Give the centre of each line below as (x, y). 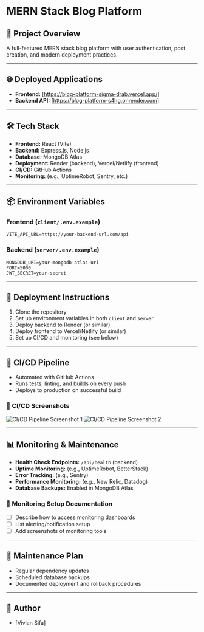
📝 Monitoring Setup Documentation (59, 504)
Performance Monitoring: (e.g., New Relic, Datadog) (81, 482)
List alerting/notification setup (53, 524)
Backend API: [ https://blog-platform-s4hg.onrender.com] (87, 100)
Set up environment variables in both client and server (84, 318)
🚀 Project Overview (43, 34)
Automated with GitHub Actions (54, 377)
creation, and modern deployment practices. (62, 55)
